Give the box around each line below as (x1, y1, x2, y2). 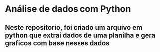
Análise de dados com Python (5, 3, 131, 15)
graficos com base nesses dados (5, 39, 110, 47)
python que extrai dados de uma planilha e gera (5, 31, 156, 39)
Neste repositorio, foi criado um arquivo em (5, 23, 143, 32)
